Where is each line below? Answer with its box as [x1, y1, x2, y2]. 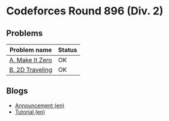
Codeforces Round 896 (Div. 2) [6, 4, 164, 18]
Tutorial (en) [14, 108, 46, 115]
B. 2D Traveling [9, 66, 53, 74]
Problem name [9, 46, 52, 54]
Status [58, 46, 77, 54]
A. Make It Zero [9, 56, 52, 64]
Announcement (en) [14, 102, 65, 109]
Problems [6, 28, 43, 38]
